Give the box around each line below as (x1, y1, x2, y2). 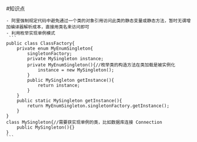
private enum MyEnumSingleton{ (16, 46, 94, 51)
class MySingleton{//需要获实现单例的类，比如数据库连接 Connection (6, 119, 163, 125)
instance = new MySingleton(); (37, 67, 115, 73)
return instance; (37, 82, 81, 88)
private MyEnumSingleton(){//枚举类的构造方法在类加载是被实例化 (27, 62, 175, 68)
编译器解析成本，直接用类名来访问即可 (10, 24, 89, 30)
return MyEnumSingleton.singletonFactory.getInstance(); (27, 103, 169, 109)
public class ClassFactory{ (6, 40, 75, 46)
